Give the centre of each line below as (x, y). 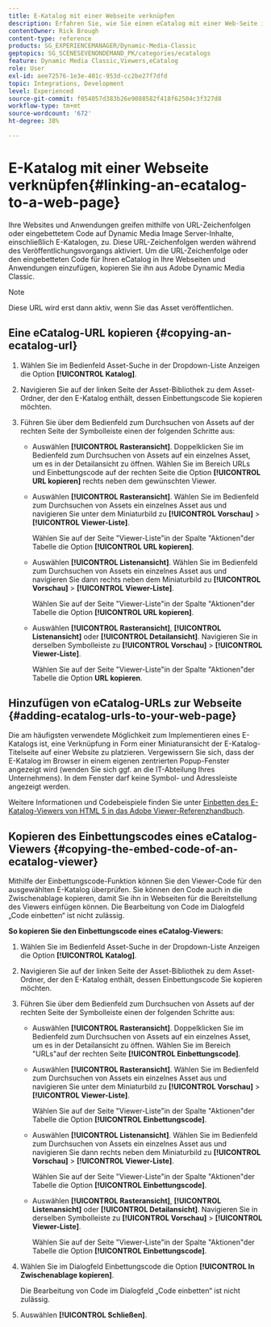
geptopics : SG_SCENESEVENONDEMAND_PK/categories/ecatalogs (110, 53)
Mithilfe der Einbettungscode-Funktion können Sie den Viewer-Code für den (135, 881)
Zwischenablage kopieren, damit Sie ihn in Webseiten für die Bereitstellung (133, 899)
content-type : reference (50, 38)
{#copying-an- (194, 333)
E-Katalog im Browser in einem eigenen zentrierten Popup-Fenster (119, 761)
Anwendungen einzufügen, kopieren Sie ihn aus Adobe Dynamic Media (127, 268)
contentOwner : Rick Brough (54, 31)
